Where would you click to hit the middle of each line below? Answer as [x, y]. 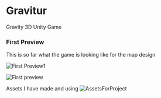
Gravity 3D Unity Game [34, 27]
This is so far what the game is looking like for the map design [81, 55]
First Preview [25, 42]
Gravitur [27, 11]
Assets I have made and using [42, 89]
